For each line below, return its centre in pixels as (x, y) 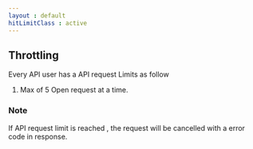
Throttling (34, 55)
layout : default (37, 16)
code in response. (38, 136)
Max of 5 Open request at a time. (74, 90)
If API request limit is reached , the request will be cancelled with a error (127, 127)
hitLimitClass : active (48, 23)
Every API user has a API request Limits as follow (89, 74)
